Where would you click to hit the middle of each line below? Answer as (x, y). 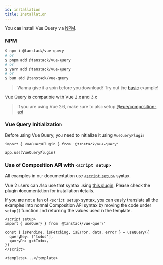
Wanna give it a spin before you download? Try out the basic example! (88, 87)
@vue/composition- (136, 106)
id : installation (23, 10)
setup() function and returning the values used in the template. (69, 210)
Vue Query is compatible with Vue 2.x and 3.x (51, 97)
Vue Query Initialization (34, 124)
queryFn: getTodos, (29, 241)
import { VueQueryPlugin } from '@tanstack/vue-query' (62, 144)
